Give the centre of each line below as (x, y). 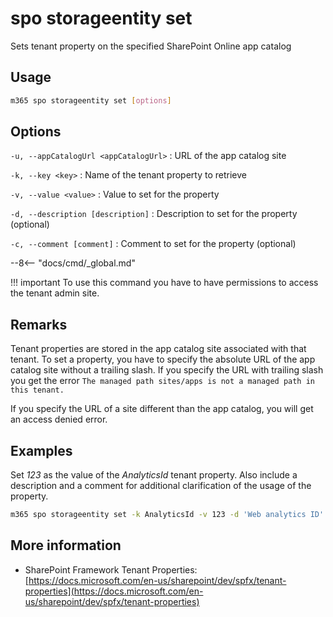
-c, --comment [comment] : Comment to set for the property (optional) (153, 244)
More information (66, 545)
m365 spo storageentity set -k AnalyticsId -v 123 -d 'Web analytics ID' (167, 515)
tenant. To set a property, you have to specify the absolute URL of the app (163, 359)
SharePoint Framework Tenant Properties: (111, 569)
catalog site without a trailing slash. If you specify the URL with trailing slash (167, 370)
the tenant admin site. (55, 293)
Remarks (39, 324)
